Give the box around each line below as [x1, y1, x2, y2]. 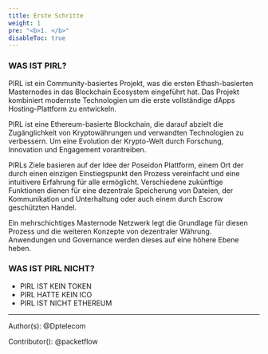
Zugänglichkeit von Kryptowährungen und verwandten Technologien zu [8, 128, 244, 137]
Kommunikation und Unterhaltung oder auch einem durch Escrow [8, 194, 223, 203]
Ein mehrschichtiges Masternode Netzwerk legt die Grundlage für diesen [8, 218, 249, 227]
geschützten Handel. [8, 203, 77, 212]
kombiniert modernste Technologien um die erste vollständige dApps [8, 95, 235, 104]
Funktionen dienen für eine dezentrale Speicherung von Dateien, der [8, 185, 234, 195]
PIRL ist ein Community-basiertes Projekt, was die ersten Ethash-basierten [8, 78, 254, 88]
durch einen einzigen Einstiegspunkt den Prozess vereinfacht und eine [8, 168, 240, 178]
